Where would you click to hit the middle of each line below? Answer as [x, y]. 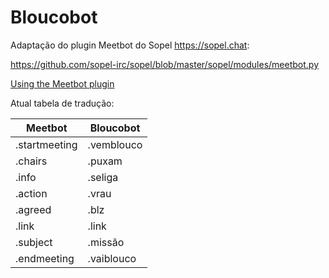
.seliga [103, 177]
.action [31, 193]
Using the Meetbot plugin [62, 83]
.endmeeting [45, 258]
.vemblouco [115, 144]
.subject [34, 242]
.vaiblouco [112, 258]
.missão [106, 242]
